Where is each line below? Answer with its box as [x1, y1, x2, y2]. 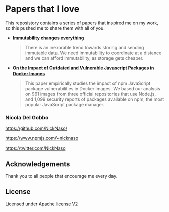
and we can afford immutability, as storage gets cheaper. [25, 55, 144, 61]
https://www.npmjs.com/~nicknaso [5, 135, 79, 142]
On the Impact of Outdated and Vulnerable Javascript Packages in [12, 65, 154, 71]
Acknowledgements [5, 160, 70, 168]
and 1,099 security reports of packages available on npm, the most [25, 96, 164, 102]
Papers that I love [5, 3, 80, 15]
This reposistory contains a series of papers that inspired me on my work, [5, 20, 159, 26]
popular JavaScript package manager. [25, 101, 105, 107]
